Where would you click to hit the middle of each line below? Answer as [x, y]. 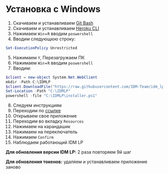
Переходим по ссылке [37, 111]
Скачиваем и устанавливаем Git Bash [53, 23]
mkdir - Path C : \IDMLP [28, 82]
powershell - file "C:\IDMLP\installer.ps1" [52, 96]
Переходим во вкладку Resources [48, 121]
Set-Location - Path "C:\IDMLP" [38, 91]
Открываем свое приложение [45, 116]
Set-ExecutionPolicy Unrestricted [42, 48]
